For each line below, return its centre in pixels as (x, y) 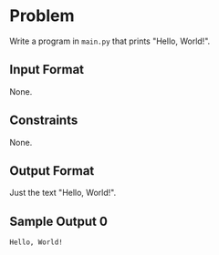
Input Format (47, 70)
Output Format (52, 171)
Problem (42, 16)
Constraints (44, 121)
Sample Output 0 (58, 221)
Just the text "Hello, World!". (63, 193)
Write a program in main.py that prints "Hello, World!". (110, 41)
